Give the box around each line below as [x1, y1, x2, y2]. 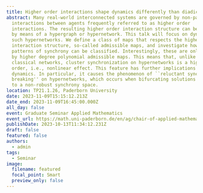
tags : [6, 149, 20, 155]
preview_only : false [11, 178, 63, 184]
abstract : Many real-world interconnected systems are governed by [6, 15, 180, 21]
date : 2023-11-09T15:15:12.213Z [6, 93, 88, 99]
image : [6, 161, 23, 167]
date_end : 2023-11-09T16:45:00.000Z [6, 99, 98, 105]
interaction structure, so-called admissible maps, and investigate [11, 43, 188, 49]
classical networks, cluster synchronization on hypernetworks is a [11, 59, 188, 65]
